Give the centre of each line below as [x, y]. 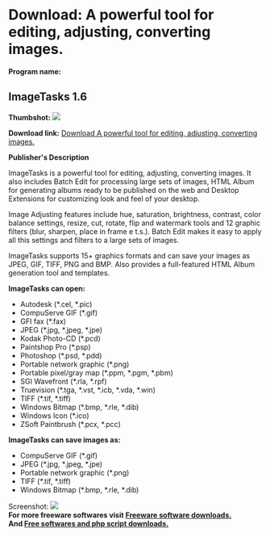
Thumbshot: [29, 117]
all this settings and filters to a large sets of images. [94, 240]
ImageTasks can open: [47, 288]
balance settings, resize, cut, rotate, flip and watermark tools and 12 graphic [134, 223]
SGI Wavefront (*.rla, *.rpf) [63, 381]
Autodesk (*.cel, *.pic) [56, 304]
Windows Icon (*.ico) [55, 415]
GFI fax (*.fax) [43, 321]
